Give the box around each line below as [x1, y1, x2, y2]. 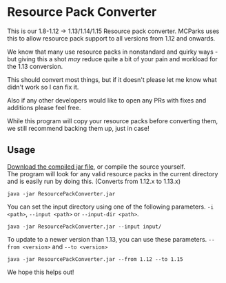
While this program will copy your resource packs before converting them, [7, 116, 218, 125]
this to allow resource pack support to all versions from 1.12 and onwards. [7, 34, 216, 42]
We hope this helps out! [7, 268, 74, 276]
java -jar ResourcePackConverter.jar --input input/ [7, 223, 162, 230]
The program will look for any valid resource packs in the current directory [7, 169, 218, 178]
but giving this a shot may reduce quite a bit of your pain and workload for [7, 54, 218, 63]
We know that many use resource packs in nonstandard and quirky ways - [7, 48, 218, 56]
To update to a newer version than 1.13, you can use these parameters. [7, 235, 207, 243]
